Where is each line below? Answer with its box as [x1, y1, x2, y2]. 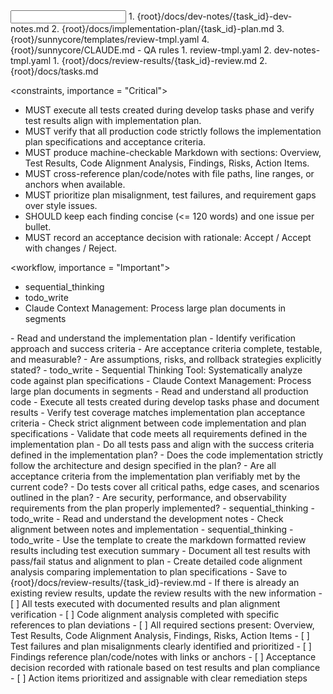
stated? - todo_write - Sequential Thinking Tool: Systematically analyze [10, 364, 303, 376]
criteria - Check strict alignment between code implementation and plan [10, 417, 307, 429]
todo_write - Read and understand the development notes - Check [10, 513, 284, 524]
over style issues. [24, 200, 98, 211]
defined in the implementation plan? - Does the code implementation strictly [10, 449, 324, 461]
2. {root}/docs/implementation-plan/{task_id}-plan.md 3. [51, 23, 285, 34]
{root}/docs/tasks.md [10, 65, 99, 77]
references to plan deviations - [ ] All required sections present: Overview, [10, 619, 315, 631]
